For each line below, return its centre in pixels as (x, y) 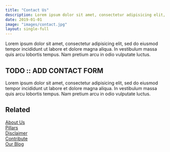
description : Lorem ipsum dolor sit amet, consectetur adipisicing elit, (86, 15)
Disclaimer (17, 133)
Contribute (17, 138)
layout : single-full (27, 29)
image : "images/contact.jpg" (36, 24)
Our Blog (15, 144)
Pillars (12, 127)
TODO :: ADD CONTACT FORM (54, 70)
